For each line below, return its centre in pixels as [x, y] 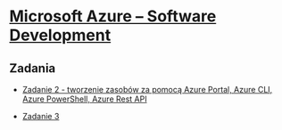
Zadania [33, 68]
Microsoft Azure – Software [113, 16]
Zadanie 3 [41, 116]
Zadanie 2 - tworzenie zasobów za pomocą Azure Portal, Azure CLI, [147, 89]
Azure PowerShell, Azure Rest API [84, 99]
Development [60, 35]
